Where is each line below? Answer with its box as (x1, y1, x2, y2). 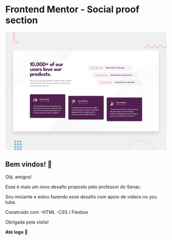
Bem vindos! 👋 (5, 160, 52, 169)
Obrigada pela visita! (5, 219, 49, 225)
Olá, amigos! (5, 173, 32, 180)
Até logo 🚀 (5, 229, 28, 235)
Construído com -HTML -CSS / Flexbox (5, 209, 89, 215)
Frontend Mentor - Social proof (5, 4, 140, 15)
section (5, 14, 38, 26)
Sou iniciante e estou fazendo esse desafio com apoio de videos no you (5, 193, 157, 199)
